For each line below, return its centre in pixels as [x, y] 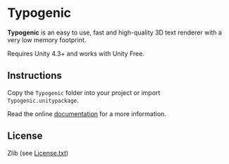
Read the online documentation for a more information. [87, 113]
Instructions [35, 76]
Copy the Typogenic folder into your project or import [84, 92]
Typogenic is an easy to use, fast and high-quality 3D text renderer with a [114, 32]
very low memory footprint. [47, 39]
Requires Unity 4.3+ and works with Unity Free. [76, 53]
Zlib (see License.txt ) [38, 153]
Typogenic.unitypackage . [43, 100]
